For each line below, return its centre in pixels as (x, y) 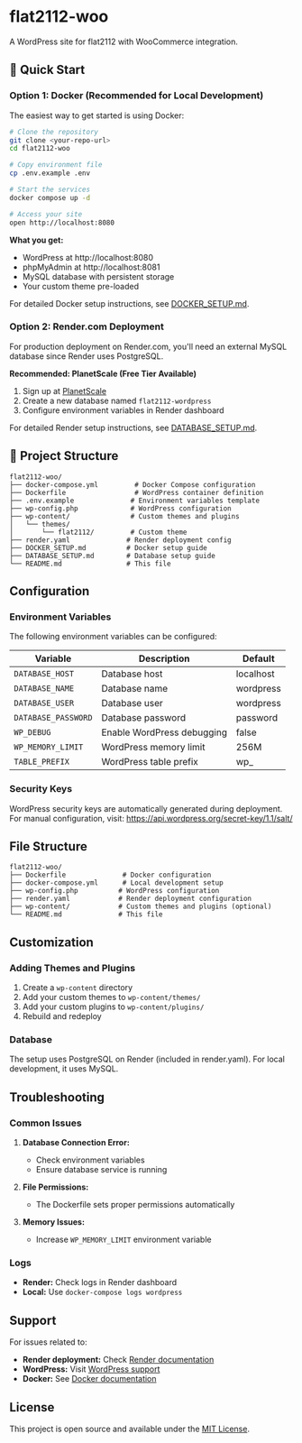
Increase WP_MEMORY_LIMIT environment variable (124, 1240)
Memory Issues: (54, 1222)
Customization (52, 942)
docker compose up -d (50, 198)
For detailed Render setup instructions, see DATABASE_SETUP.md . (133, 427)
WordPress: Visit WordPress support (91, 1369)
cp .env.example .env (50, 173)
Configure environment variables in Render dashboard (123, 410)
